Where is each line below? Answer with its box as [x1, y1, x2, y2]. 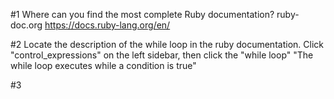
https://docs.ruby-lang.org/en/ [44, 19, 171, 31]
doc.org [10, 19, 43, 31]
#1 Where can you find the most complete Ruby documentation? [10, 9, 275, 20]
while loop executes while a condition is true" [10, 60, 197, 71]
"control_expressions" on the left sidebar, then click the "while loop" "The [10, 49, 314, 61]
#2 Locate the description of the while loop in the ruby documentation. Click [10, 39, 324, 50]
